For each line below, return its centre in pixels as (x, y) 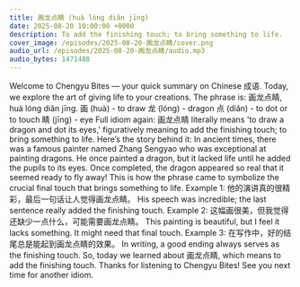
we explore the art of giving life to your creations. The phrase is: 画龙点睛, (146, 97)
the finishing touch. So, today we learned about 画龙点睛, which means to (145, 255)
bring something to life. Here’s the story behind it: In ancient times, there (143, 139)
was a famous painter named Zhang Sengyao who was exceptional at (138, 148)
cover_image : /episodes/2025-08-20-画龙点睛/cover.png (111, 43)
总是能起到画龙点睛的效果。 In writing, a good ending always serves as (148, 244)
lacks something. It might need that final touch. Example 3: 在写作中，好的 (146, 233)
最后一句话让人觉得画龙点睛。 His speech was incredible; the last (146, 199)
